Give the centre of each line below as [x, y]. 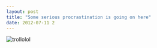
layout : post [22, 12]
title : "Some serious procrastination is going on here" [79, 17]
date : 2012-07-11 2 [31, 23]
